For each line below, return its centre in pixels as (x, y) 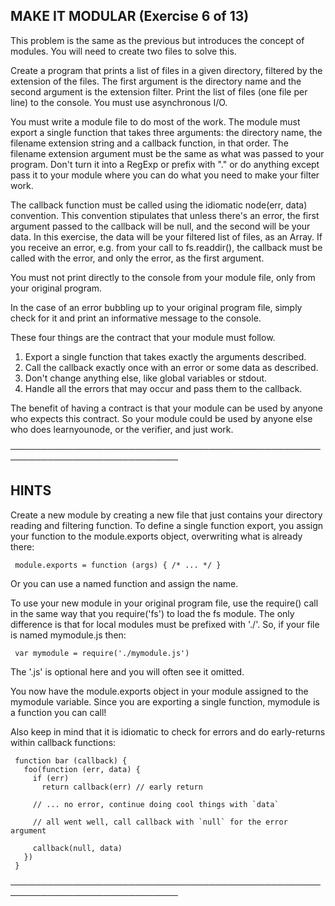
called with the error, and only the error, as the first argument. (137, 258)
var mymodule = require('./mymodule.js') (102, 653)
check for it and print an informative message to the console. (136, 318)
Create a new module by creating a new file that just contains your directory (166, 515)
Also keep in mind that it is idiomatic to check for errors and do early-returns (168, 731)
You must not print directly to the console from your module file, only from (163, 277)
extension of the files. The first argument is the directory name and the (156, 81)
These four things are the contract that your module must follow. (143, 337)
